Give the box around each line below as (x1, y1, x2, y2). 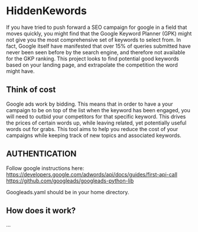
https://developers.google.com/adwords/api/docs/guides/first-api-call (6, 171, 177, 178)
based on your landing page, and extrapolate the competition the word (6, 61, 178, 68)
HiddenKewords (6, 4, 87, 18)
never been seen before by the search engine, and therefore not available (6, 48, 186, 55)
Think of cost (6, 84, 56, 95)
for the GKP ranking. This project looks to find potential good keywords (6, 55, 179, 62)
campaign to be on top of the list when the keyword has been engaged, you (6, 106, 190, 113)
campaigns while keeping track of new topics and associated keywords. (6, 132, 181, 139)
